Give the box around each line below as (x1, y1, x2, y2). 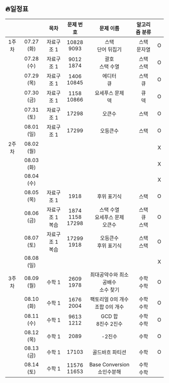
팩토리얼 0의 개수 (90, 296, 129, 303)
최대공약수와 (90, 271, 118, 278)
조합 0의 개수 (95, 303, 124, 310)
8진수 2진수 (96, 320, 123, 327)
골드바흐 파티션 (92, 349, 127, 356)
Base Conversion (89, 361, 130, 368)
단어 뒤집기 (97, 46, 122, 53)
